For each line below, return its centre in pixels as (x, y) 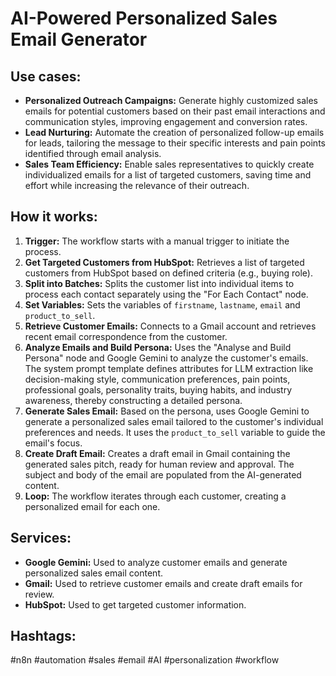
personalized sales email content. (93, 573)
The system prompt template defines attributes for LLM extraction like (169, 368)
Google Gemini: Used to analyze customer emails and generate (156, 562)
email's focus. (53, 443)
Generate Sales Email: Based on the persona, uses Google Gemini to (167, 411)
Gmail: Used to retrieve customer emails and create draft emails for (163, 583)
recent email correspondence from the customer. (126, 336)
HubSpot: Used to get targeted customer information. (135, 604)
